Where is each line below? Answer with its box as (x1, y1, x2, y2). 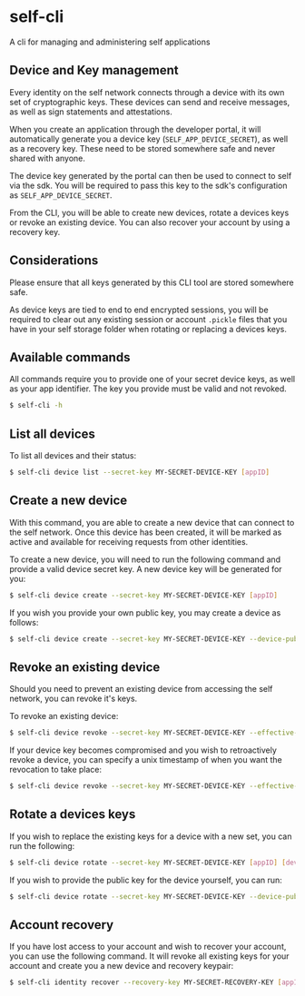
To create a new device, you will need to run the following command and (9, 554, 281, 565)
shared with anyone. (9, 153, 86, 163)
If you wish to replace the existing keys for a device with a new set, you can (9, 831, 292, 842)
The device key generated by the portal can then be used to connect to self (9, 170, 292, 181)
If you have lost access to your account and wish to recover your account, (9, 942, 287, 952)
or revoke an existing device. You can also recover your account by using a (9, 216, 290, 228)
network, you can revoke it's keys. (9, 693, 138, 705)
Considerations (9, 252, 99, 269)
